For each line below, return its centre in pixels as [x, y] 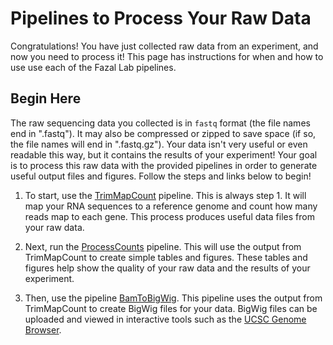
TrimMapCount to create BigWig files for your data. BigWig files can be [171, 308]
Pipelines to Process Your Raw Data [161, 18]
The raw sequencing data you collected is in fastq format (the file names [160, 123]
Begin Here [46, 98]
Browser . [43, 329]
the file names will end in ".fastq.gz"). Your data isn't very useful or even [159, 144]
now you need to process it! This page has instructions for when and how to [167, 56]
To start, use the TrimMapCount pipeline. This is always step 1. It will [165, 195]
